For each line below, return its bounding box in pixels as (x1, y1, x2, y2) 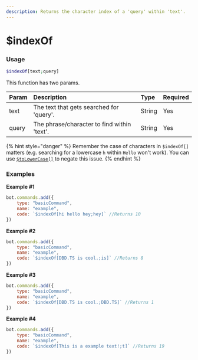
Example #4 (6, 315, 37, 322)
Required (163, 93, 189, 101)
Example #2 (6, 227, 36, 234)
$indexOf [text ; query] (6, 68, 60, 74)
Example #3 (6, 271, 36, 279)
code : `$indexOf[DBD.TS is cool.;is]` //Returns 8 (16, 255, 144, 261)
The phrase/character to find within (33, 120, 131, 128)
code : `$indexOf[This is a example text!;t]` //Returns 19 (16, 343, 165, 349)
